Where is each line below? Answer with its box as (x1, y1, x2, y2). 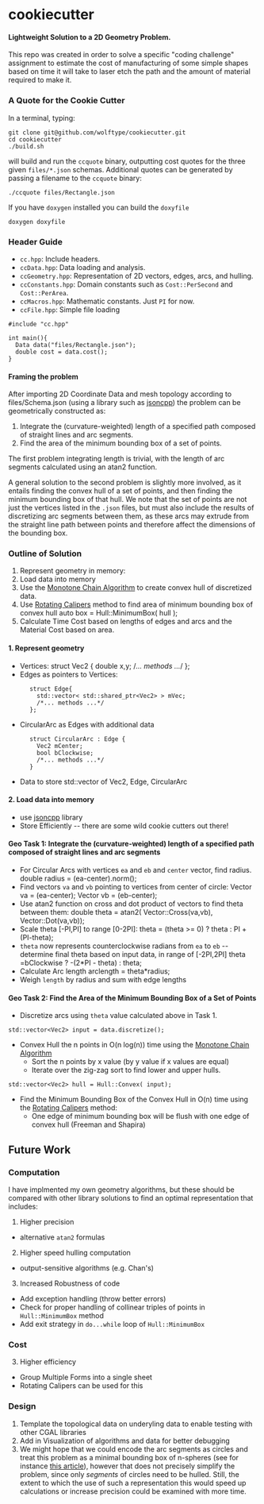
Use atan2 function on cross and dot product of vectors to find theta (19, 899, 243, 908)
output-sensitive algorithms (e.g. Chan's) (19, 1263, 155, 1272)
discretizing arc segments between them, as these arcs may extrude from (8, 511, 250, 521)
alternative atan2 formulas (19, 1232, 105, 1242)
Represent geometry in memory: (19, 566, 126, 576)
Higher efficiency (19, 1357, 77, 1367)
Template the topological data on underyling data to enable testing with (19, 1419, 253, 1429)
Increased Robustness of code (19, 1278, 121, 1288)
